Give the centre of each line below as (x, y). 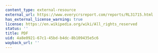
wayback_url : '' (22, 43)
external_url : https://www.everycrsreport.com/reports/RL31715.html (79, 15)
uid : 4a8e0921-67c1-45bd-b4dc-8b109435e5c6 (52, 38)
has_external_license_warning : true (44, 19)
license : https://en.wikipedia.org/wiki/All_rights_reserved (71, 24)
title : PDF (17, 33)
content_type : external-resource (41, 10)
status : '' (17, 29)
